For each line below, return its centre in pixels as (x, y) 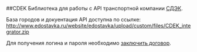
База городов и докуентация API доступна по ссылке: (74, 19)
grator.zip (18, 32)
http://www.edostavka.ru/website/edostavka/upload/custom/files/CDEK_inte (98, 26)
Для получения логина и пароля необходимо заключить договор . (89, 43)
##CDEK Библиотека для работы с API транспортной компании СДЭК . (94, 8)
